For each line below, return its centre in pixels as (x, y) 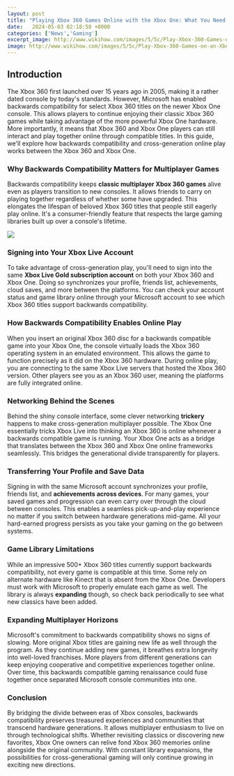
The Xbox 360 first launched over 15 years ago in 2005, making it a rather (113, 91)
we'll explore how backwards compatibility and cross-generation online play (117, 143)
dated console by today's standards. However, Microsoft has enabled (107, 99)
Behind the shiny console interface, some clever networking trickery (106, 416)
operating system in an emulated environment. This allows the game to (109, 353)
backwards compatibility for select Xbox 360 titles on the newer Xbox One (114, 106)
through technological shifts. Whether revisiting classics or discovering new (116, 735)
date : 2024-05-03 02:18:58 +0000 (59, 27)
